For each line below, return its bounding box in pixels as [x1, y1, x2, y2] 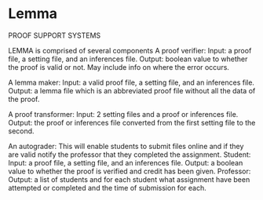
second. [8, 126, 35, 136]
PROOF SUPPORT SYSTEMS [8, 31, 101, 40]
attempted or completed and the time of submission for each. [8, 183, 206, 192]
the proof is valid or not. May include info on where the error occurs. [8, 62, 230, 71]
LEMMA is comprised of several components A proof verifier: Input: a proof [8, 45, 252, 55]
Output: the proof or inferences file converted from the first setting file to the [8, 118, 256, 127]
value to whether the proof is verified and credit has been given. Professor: [8, 166, 251, 176]
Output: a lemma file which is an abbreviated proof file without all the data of [8, 85, 256, 95]
